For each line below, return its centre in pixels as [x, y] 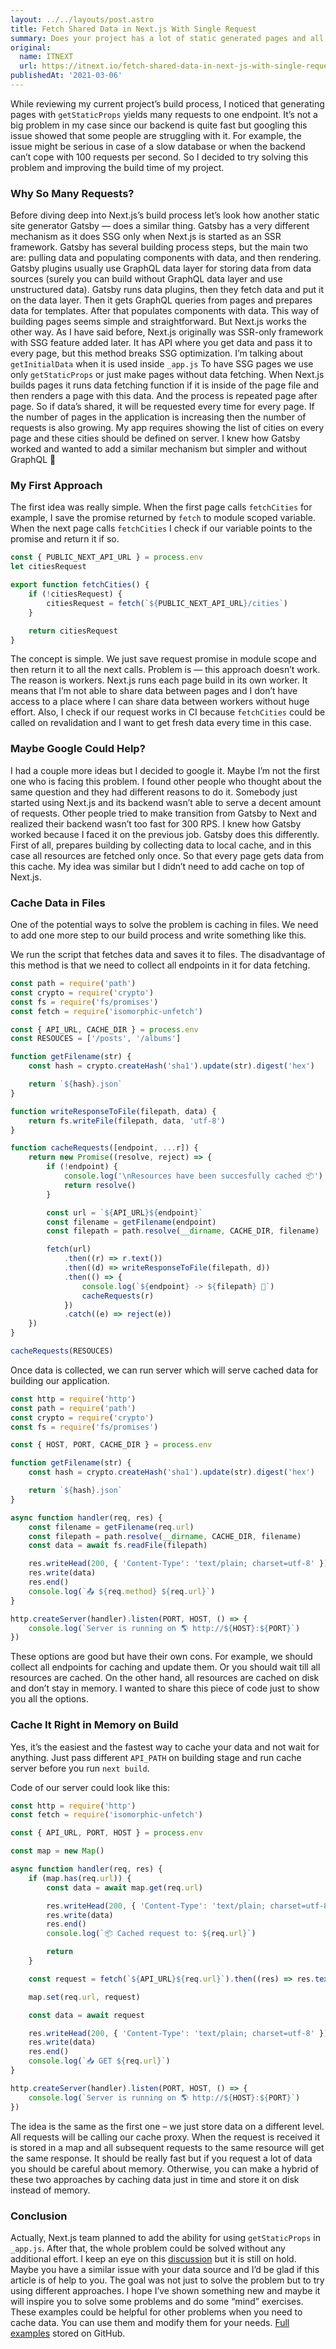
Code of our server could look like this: [90, 1787]
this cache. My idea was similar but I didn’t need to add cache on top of [157, 866]
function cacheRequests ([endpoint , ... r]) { [104, 1148]
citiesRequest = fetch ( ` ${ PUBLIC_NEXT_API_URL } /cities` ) [167, 603]
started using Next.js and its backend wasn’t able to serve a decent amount [166, 802]
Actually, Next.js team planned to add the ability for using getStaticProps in [165, 2237]
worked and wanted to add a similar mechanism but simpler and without [159, 449]
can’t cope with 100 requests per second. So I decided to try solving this [159, 157]
